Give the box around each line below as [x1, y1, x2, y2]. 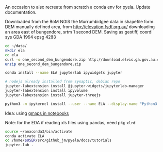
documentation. [5, 9, 37, 15]
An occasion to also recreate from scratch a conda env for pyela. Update [5, 4, 150, 10]
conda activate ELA [5, 134, 45, 138]
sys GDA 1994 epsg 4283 [5, 34, 56, 40]
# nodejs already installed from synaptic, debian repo [5, 79, 120, 84]
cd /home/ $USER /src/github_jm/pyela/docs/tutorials [5, 138, 112, 143]
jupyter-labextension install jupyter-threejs [5, 92, 101, 98]
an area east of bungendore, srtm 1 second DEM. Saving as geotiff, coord [5, 29, 152, 34]
